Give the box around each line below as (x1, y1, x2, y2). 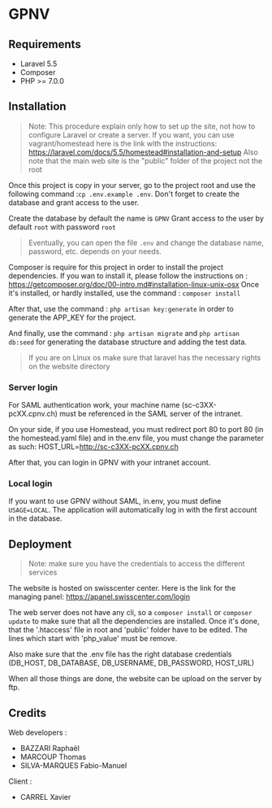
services (28, 567, 58, 578)
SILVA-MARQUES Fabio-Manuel (19, 761, 127, 771)
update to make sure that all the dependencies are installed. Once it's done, (8, 616, 260, 627)
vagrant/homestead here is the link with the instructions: (28, 138, 218, 148)
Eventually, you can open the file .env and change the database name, (28, 238, 264, 247)
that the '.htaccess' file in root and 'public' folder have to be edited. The (8, 625, 248, 635)
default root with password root (8, 221, 116, 232)
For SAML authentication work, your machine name (8, 400, 180, 410)
